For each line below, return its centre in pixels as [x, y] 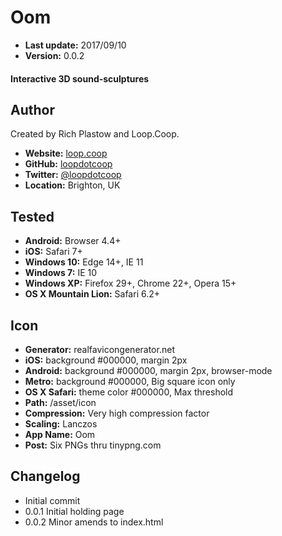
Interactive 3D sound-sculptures [80, 78]
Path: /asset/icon [60, 402]
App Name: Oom [60, 434]
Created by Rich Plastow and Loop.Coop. [95, 134]
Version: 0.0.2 [54, 55]
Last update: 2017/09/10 [75, 45]
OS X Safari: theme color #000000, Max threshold [129, 392]
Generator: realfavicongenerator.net [99, 349]
